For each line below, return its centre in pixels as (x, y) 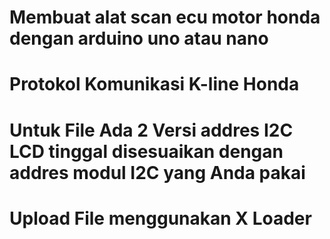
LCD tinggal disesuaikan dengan (146, 151)
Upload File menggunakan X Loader (160, 218)
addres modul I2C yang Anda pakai (157, 172)
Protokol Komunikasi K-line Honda (154, 84)
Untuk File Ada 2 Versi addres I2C (151, 130)
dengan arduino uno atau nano (139, 38)
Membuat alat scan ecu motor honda (165, 17)
